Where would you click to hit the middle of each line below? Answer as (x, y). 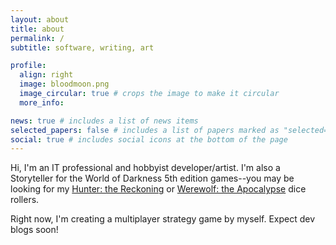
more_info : (42, 102)
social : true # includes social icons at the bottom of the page (149, 139)
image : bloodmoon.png (64, 84)
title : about (37, 29)
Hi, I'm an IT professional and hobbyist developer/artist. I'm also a (145, 168)
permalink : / (37, 38)
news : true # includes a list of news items (104, 121)
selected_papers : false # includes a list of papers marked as (145, 130)
